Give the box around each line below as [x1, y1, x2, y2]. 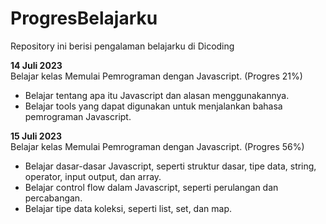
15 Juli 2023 [10, 130, 62, 142]
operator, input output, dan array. [24, 170, 162, 182]
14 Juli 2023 [10, 59, 63, 71]
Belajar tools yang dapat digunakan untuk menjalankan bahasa [24, 100, 283, 112]
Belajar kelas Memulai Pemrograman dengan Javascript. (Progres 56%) [10, 140, 305, 152]
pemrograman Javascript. [24, 110, 132, 122]
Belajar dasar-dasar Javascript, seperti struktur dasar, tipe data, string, [24, 160, 317, 172]
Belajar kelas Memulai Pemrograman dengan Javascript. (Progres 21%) [10, 70, 303, 82]
